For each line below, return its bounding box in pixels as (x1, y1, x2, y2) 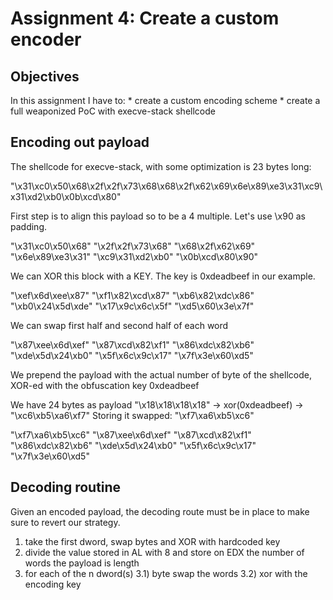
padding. (10, 220, 47, 232)
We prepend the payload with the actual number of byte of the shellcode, (10, 368, 312, 381)
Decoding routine (10, 479, 122, 496)
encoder (10, 28, 82, 51)
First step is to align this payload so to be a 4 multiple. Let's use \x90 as (10, 210, 306, 222)
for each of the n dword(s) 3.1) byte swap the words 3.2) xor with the (24, 567, 308, 579)
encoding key (24, 578, 82, 590)
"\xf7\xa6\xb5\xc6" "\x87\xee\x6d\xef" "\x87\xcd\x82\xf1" (10, 428, 252, 441)
